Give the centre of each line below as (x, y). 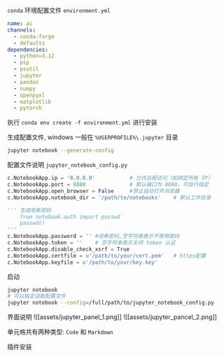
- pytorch (28, 108)
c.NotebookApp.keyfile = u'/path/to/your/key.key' (83, 262)
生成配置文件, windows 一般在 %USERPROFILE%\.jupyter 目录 (93, 137)
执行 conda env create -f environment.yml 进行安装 (82, 122)
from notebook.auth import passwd (70, 217)
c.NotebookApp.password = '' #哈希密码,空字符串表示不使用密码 (93, 237)
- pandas (26, 82)
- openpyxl (29, 95)
